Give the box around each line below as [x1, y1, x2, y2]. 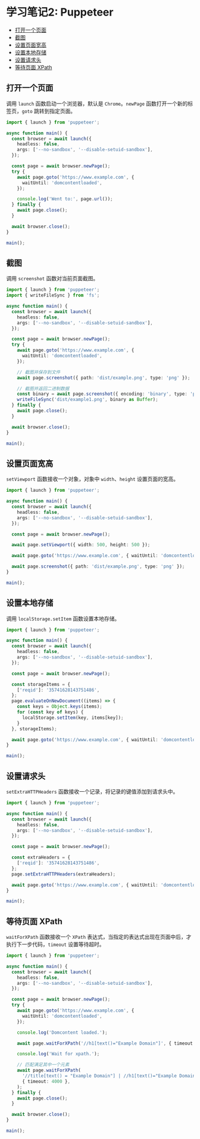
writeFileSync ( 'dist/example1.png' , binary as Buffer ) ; [17, 397, 159, 403]
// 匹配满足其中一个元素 [17, 1062, 70, 1068]
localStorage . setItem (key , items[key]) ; [21, 715, 124, 721]
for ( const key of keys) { [17, 709, 84, 715]
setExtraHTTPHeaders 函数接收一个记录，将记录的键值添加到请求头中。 [6, 788, 179, 795]
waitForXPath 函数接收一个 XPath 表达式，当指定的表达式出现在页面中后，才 [6, 933, 192, 941]
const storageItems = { [11, 681, 70, 687]
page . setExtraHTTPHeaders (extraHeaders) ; [11, 871, 116, 877]
